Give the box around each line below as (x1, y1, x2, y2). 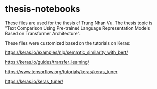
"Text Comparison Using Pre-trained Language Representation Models (5, 25, 150, 31)
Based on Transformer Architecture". (5, 30, 80, 36)
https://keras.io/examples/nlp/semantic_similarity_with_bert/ (5, 49, 128, 55)
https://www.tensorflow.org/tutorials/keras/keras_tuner (5, 68, 118, 75)
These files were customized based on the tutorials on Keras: (5, 40, 131, 45)
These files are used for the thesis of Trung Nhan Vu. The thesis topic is (5, 20, 153, 26)
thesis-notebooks (5, 3, 80, 15)
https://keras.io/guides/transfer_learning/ (5, 59, 89, 65)
